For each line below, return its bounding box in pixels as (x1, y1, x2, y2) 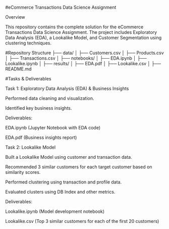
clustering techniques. (5, 40, 52, 46)
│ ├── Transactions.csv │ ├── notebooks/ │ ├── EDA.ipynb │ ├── (5, 55, 147, 61)
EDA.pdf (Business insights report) (5, 134, 77, 141)
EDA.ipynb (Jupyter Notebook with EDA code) (5, 125, 101, 130)
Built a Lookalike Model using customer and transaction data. (5, 154, 132, 160)
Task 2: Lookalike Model (5, 144, 56, 150)
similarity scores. (5, 169, 41, 175)
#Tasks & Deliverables (5, 76, 51, 81)
